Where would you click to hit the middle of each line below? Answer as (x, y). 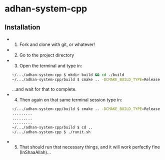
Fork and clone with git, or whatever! (57, 44)
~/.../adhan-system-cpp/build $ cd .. (52, 127)
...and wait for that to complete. (44, 89)
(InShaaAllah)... (35, 152)
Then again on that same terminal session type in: (71, 99)
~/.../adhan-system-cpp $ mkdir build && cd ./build (68, 75)
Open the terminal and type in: (51, 66)
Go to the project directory (47, 55)
